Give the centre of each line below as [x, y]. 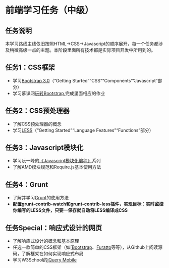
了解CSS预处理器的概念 [37, 124]
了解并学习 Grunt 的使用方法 [41, 198]
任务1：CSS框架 [30, 68]
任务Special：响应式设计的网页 [54, 228]
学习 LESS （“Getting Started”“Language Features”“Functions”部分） [83, 130]
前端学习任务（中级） [50, 10]
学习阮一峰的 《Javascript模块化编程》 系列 [57, 161]
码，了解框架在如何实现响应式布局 [48, 254]
